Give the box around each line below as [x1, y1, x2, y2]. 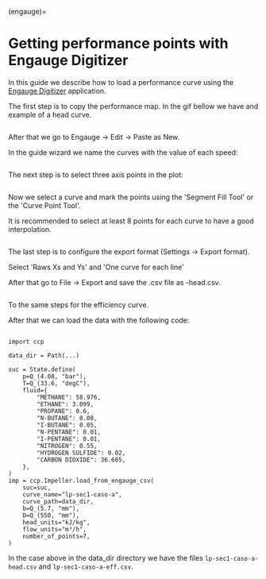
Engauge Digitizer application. [8, 86, 106, 95]
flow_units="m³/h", [22, 525, 87, 533]
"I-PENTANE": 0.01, [37, 434, 102, 443]
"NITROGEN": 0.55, [37, 442, 98, 450]
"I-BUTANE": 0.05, [37, 421, 98, 429]
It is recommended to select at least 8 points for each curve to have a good [8, 216, 254, 226]
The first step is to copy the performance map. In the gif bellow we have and [8, 101, 259, 110]
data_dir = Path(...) [8, 351, 80, 360]
